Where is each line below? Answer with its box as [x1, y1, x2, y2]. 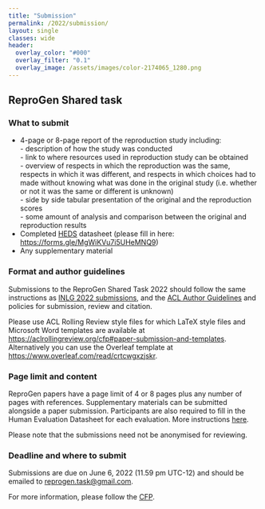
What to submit [8, 118, 69, 129]
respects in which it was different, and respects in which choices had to [19, 170, 256, 179]
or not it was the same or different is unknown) [19, 186, 174, 196]
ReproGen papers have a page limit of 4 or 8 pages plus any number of [8, 389, 243, 399]
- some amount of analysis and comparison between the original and [19, 212, 247, 222]
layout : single [8, 26, 59, 34]
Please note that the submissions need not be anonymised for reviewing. [8, 430, 247, 440]
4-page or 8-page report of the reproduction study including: [19, 135, 222, 145]
